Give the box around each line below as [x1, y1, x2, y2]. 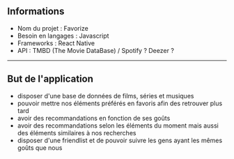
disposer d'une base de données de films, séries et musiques [17, 91, 194, 100]
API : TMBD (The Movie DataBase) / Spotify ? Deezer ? [17, 46, 174, 54]
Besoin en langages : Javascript [17, 31, 109, 40]
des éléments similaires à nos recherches [17, 128, 136, 137]
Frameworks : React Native [17, 38, 95, 47]
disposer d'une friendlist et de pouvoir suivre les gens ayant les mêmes [17, 136, 223, 144]
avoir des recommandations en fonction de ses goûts [17, 114, 171, 122]
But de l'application [7, 73, 94, 85]
